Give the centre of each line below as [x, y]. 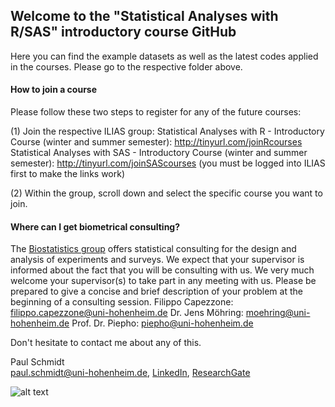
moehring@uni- [278, 313]
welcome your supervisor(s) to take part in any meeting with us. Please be [163, 281]
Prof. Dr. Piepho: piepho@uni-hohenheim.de [162, 323]
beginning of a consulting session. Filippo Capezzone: [122, 302]
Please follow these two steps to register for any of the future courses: [156, 112]
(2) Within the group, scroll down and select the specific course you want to [166, 193]
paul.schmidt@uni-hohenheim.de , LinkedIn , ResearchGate [130, 373]
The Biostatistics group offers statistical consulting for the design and [153, 249]
